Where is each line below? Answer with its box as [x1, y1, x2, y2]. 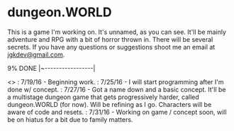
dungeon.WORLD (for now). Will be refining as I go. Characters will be [7, 100, 212, 108]
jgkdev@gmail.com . [7, 50, 65, 59]
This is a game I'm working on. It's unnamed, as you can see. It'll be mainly [7, 28, 227, 36]
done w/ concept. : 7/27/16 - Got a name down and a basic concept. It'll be [7, 85, 226, 93]
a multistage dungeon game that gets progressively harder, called [7, 93, 200, 101]
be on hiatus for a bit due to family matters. [7, 115, 133, 124]
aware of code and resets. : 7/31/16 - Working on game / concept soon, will [7, 108, 227, 116]
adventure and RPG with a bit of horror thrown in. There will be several [7, 35, 213, 43]
